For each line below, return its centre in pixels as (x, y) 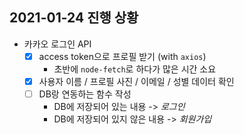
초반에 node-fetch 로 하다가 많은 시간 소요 (135, 69)
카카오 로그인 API (57, 44)
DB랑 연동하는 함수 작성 (85, 94)
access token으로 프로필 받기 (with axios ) (122, 56)
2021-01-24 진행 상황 (74, 18)
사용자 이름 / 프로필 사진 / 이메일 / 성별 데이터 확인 (136, 81)
